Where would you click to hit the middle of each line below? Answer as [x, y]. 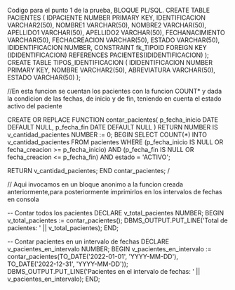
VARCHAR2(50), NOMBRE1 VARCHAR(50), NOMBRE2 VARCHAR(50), [107, 25]
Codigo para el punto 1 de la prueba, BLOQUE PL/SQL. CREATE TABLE [109, 10]
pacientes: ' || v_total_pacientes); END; [63, 228]
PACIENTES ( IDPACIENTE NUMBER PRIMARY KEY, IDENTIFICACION [106, 18]
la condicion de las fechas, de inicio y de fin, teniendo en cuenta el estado [114, 99]
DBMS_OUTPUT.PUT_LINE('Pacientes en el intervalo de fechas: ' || [104, 271]
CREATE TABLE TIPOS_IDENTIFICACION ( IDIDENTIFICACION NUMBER [110, 62]
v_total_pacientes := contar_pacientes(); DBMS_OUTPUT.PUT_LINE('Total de [117, 220]
